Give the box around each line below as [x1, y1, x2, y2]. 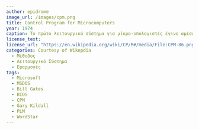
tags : [6, 70, 20, 75]
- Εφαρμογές [11, 64, 41, 70]
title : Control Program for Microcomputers [6, 20, 115, 26]
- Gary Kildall [11, 102, 49, 109]
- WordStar [11, 114, 38, 119]
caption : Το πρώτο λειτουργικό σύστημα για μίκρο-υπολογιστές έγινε [6, 31, 179, 37]
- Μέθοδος [11, 53, 36, 59]
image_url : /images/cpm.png [6, 14, 76, 20]
